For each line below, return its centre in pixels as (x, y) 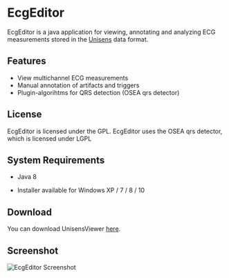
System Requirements (56, 160)
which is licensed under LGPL (49, 138)
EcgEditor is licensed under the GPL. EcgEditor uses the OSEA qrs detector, (115, 131)
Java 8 (27, 177)
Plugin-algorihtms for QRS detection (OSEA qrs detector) (98, 92)
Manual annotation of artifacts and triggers (78, 85)
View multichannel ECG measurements (73, 78)
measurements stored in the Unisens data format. (78, 39)
